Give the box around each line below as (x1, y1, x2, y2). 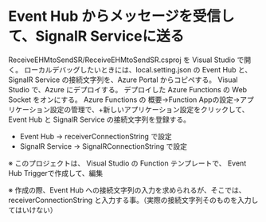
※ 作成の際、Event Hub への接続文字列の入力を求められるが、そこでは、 (8, 185, 246, 195)
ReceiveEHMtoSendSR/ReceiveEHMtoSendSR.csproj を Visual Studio (8, 55, 236, 64)
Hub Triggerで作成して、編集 (8, 168, 104, 177)
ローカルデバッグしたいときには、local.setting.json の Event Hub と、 (23, 64, 252, 74)
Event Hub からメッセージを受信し (8, 7, 235, 25)
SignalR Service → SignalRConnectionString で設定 (19, 141, 188, 151)
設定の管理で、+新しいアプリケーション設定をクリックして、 (49, 104, 249, 114)
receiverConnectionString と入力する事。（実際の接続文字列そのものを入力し (8, 195, 259, 204)
